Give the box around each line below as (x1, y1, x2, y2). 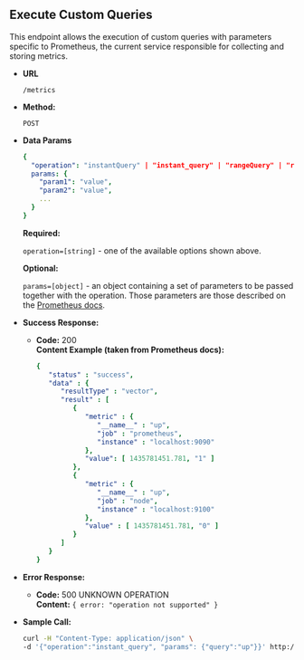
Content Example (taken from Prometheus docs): (35, 344, 224, 355)
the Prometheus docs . (22, 299, 106, 311)
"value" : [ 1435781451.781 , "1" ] (84, 454, 215, 464)
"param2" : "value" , (39, 186, 113, 196)
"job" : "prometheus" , (96, 429, 183, 438)
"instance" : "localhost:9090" (96, 437, 215, 446)
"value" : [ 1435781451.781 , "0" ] (84, 521, 219, 531)
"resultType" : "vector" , (60, 387, 158, 397)
